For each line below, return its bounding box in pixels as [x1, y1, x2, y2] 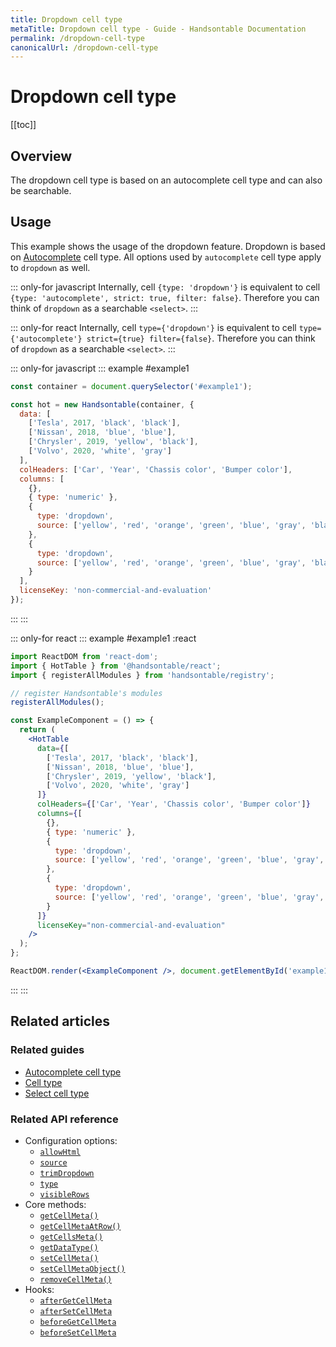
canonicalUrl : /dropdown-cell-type [10, 42, 159, 53]
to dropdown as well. [10, 261, 91, 273]
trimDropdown [39, 1168, 95, 1178]
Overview [10, 147, 73, 165]
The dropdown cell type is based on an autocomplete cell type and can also [10, 174, 323, 186]
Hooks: [24, 1283, 55, 1295]
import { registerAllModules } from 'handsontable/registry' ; [10, 670, 275, 680]
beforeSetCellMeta [39, 1327, 117, 1338]
